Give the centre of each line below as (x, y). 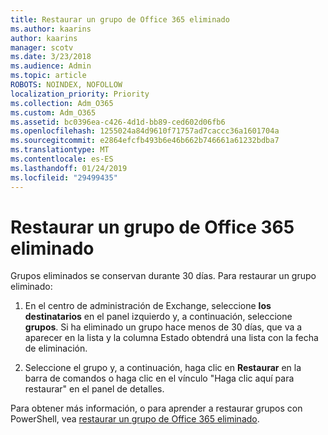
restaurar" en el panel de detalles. (94, 389)
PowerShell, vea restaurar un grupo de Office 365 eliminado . (135, 419)
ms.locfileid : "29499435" (64, 177)
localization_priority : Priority (80, 94)
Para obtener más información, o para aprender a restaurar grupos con (156, 408)
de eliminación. (56, 348)
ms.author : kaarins (51, 29)
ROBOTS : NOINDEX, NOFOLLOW (66, 85)
